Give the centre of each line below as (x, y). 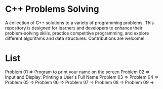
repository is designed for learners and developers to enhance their (74, 28)
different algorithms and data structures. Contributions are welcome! (75, 38)
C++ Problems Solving (52, 9)
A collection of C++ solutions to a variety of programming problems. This (80, 23)
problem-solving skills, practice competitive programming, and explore (77, 33)
